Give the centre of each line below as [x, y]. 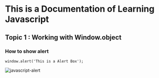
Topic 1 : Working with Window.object [63, 37]
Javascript [27, 19]
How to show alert [27, 51]
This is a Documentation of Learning [80, 9]
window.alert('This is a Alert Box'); [44, 61]
